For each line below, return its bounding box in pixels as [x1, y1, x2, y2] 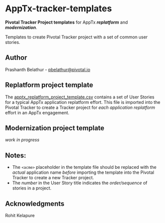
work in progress [5, 137, 39, 143]
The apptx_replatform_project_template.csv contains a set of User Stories [5, 94, 155, 100]
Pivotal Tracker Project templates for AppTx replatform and [5, 19, 128, 25]
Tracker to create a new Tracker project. [12, 175, 95, 181]
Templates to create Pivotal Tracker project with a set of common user [5, 34, 148, 40]
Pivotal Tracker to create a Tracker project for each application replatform [5, 104, 155, 110]
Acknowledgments [5, 199, 65, 208]
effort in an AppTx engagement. [5, 109, 70, 116]
